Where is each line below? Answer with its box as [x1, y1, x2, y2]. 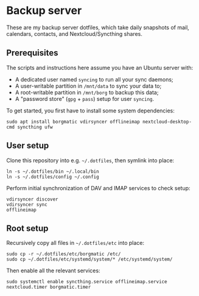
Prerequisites [6, 48, 58, 58]
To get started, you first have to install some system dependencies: [6, 107, 175, 114]
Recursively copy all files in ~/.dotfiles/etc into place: [6, 239, 145, 247]
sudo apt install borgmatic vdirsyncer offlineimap [6, 119, 140, 125]
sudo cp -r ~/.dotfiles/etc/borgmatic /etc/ [6, 251, 121, 257]
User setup [6, 140, 49, 151]
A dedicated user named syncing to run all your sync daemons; [15, 75, 173, 83]
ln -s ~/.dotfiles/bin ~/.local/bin [6, 168, 99, 174]
